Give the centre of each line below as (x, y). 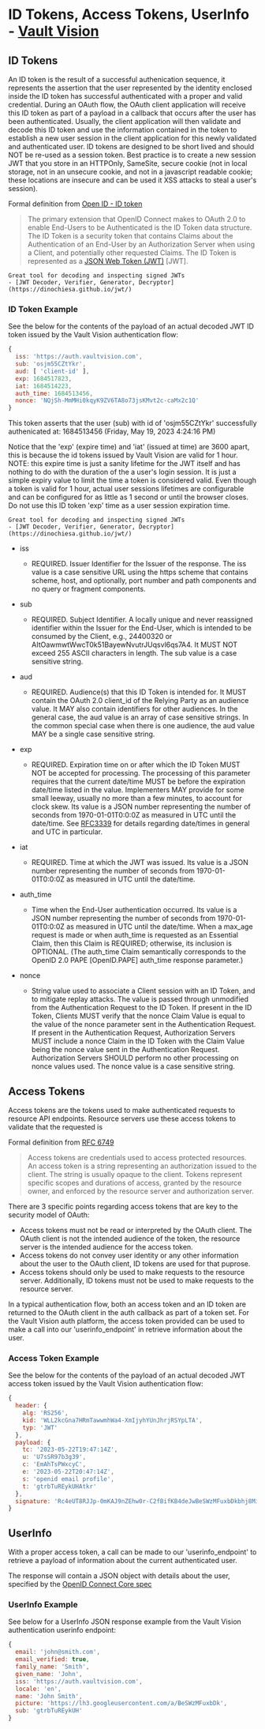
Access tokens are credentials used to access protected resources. (137, 1157)
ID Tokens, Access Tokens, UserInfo (129, 15)
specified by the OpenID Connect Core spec (80, 1584)
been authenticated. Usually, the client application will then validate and (125, 121)
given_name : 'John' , (49, 1674)
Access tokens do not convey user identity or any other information (129, 1255)
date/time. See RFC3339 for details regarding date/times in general (140, 824)
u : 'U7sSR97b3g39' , (54, 1457)
